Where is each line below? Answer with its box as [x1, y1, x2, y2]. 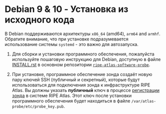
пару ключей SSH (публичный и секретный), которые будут [11, 76, 140, 82]
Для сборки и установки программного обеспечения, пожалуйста [11, 51, 154, 57]
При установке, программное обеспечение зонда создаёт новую [11, 71, 152, 77]
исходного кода [4, 14, 74, 25]
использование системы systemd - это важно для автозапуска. [4, 41, 138, 47]
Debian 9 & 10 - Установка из [4, 3, 128, 15]
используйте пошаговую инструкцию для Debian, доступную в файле [11, 56, 161, 62]
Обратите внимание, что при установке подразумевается [4, 36, 128, 42]
